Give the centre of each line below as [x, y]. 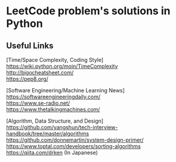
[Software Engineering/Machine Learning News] [66, 90]
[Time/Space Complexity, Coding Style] [55, 60]
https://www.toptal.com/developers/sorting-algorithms [74, 146]
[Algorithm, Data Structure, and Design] [55, 121]
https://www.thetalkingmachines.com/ [53, 109]
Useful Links [30, 46]
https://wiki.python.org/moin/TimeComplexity [62, 66]
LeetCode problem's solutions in [88, 11]
